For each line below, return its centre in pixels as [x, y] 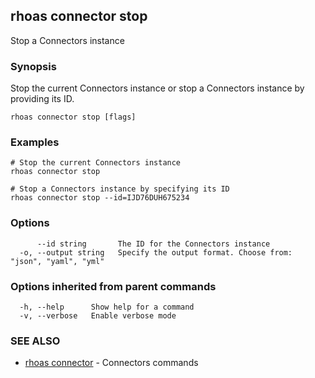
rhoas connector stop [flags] [73, 117]
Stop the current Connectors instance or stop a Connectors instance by [157, 88]
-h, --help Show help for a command [107, 307]
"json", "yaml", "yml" [57, 261]
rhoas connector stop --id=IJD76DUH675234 [100, 198]
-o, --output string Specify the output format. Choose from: [156, 252]
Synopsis [33, 66]
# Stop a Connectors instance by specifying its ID [120, 189]
